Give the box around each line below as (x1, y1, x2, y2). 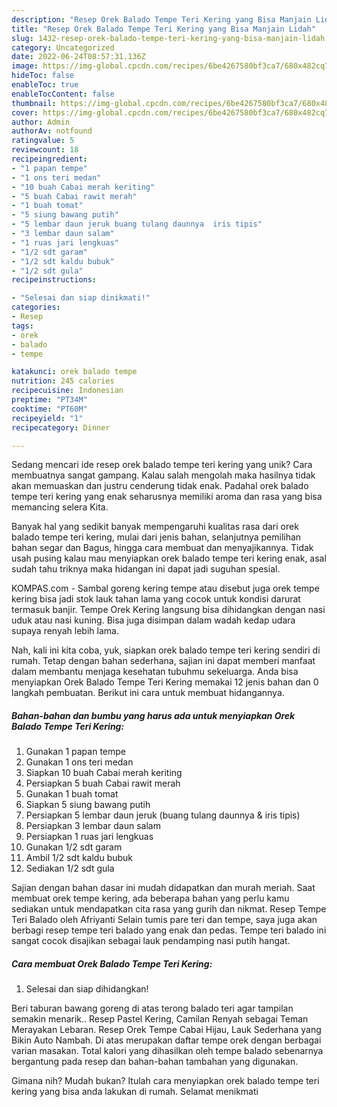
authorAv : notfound (11, 126, 93, 136)
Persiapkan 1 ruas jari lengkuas (25, 831, 154, 843)
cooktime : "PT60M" (11, 404, 88, 414)
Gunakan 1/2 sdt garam (25, 841, 123, 853)
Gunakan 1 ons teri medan (25, 756, 134, 768)
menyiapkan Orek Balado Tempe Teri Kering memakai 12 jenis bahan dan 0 (11, 676, 319, 688)
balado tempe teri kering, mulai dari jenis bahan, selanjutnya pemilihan (11, 531, 302, 543)
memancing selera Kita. (11, 501, 109, 513)
